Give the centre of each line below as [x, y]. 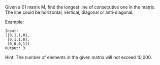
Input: [12, 31]
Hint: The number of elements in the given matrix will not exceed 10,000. [79, 57]
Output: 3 [15, 48]
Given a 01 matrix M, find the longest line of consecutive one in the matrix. [80, 7]
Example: [15, 22]
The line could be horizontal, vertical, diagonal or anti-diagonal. [69, 12]
